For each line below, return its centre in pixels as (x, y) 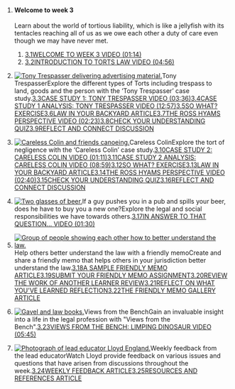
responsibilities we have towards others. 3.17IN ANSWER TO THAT (110, 217)
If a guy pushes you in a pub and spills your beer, (154, 202)
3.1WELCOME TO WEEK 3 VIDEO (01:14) (83, 55)
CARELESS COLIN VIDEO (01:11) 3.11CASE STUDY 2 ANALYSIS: (105, 158)
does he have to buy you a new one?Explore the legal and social (108, 209)
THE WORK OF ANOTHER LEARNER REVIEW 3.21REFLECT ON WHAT (114, 283)
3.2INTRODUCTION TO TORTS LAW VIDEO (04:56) (100, 62)
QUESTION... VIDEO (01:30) (55, 224)
